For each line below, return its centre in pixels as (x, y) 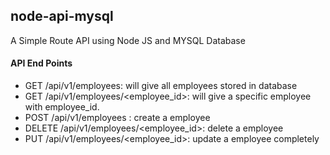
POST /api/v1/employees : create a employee (117, 118)
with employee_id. (62, 107)
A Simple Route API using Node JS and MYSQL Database (128, 40)
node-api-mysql (62, 16)
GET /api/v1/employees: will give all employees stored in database (161, 86)
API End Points (41, 63)
